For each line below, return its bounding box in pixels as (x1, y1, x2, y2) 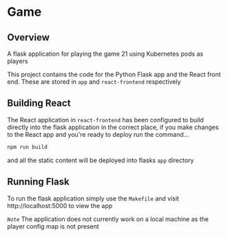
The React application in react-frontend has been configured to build (7, 115, 205, 124)
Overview (7, 32, 50, 43)
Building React (7, 98, 71, 109)
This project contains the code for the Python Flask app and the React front (7, 70, 222, 78)
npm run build (7, 144, 48, 150)
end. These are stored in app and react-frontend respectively (7, 78, 181, 86)
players (7, 57, 29, 65)
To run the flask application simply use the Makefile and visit (7, 194, 179, 203)
